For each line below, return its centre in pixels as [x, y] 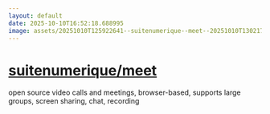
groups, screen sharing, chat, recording [74, 101]
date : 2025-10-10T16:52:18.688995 [66, 23]
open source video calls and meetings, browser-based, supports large [125, 92]
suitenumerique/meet [83, 70]
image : [19, 31]
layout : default [35, 16]
